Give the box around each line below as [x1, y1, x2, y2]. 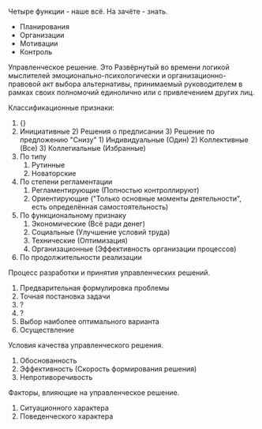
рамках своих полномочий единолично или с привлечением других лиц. [8, 88, 255, 97]
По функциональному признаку [19, 211, 127, 220]
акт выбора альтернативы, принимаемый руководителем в [42, 79, 243, 88]
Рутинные [31, 160, 65, 169]
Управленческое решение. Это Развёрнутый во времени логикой [8, 62, 230, 72]
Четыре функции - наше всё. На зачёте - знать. [8, 7, 168, 16]
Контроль [19, 47, 53, 56]
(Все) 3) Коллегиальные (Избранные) [19, 144, 146, 152]
